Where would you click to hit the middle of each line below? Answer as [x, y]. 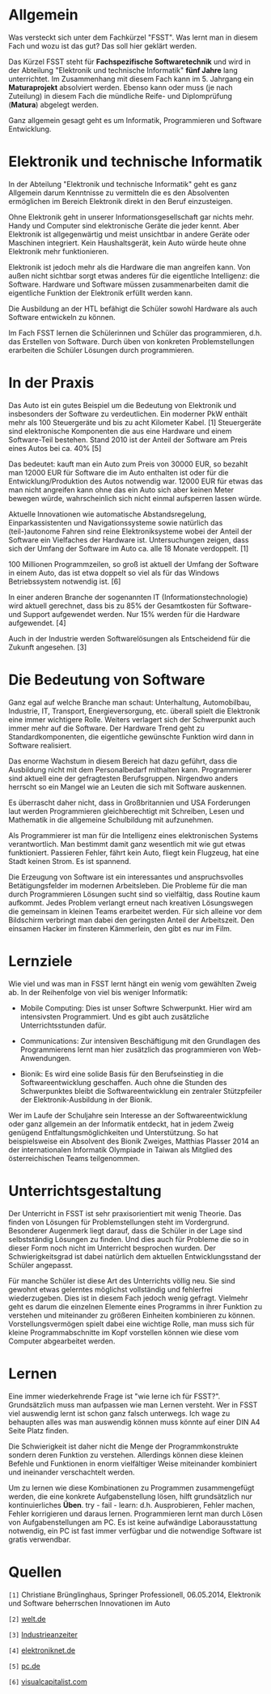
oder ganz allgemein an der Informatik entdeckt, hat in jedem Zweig [121, 1124]
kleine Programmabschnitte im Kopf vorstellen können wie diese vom [123, 1332]
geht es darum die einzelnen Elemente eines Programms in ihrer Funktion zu [135, 1306]
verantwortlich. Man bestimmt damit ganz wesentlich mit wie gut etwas [127, 844]
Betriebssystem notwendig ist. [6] [65, 581]
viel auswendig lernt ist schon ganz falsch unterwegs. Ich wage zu [119, 1413]
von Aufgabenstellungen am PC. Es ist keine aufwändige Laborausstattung [133, 1522]
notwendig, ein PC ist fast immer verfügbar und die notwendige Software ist [135, 1530]
